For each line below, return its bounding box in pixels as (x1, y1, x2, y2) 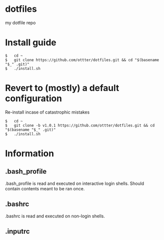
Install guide (5, 37, 56, 48)
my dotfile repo (5, 20, 36, 26)
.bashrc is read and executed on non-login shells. (5, 213, 106, 219)
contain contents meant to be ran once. (5, 185, 85, 191)
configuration (5, 93, 62, 104)
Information (5, 148, 54, 159)
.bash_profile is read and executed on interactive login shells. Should (5, 180, 144, 186)
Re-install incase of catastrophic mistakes (5, 109, 90, 115)
